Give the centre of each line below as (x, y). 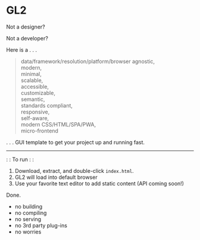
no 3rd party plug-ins (41, 225)
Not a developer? (27, 38)
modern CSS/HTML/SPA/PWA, (58, 124)
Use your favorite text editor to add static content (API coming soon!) (99, 183)
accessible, (35, 86)
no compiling (31, 213)
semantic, (33, 99)
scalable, (32, 80)
